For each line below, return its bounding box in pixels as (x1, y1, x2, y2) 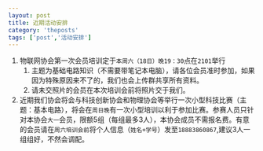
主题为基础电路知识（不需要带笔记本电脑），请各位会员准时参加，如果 (31, 66, 255, 75)
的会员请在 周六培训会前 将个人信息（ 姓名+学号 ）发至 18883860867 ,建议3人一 (19, 125, 251, 134)
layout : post (8, 11, 51, 20)
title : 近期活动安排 (8, 19, 68, 27)
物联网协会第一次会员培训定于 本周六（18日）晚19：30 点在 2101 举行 (19, 56, 226, 65)
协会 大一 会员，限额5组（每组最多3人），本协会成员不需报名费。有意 (33, 115, 250, 124)
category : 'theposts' (8, 26, 79, 34)
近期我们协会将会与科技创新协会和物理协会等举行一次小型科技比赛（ (19, 95, 240, 105)
